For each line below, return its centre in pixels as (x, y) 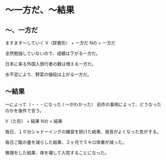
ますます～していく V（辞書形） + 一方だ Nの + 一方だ (60, 43)
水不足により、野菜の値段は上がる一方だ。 (48, 74)
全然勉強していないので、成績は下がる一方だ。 (53, 53)
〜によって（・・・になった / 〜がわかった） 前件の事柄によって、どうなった (83, 104)
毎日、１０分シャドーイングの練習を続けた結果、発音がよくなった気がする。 (83, 131)
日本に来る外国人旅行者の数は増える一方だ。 (51, 64)
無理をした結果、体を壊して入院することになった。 (57, 153)
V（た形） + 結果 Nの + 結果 (34, 121)
